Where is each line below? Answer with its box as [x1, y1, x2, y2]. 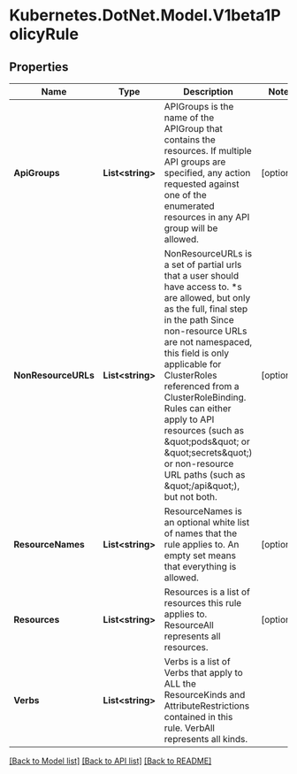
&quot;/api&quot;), [164, 479, 240, 492]
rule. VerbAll [164, 722, 215, 734]
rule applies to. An [164, 539, 240, 550]
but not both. [164, 491, 218, 502]
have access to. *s [164, 280, 242, 293]
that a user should [164, 270, 240, 281]
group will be [164, 222, 218, 234]
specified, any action [164, 167, 251, 179]
